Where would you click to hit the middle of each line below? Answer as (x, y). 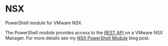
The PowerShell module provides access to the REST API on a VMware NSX (84, 32)
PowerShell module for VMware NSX (43, 23)
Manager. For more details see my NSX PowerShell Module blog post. (77, 38)
